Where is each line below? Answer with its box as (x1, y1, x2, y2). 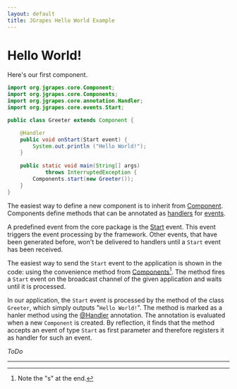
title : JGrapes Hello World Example (7, 17, 115, 24)
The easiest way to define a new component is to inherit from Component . (7, 201, 224, 210)
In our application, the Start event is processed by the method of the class (7, 296, 224, 304)
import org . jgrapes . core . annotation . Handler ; (7, 97, 143, 104)
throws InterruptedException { (44, 169, 138, 176)
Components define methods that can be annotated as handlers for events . (7, 209, 226, 217)
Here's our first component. (7, 71, 88, 79)
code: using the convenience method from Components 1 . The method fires (7, 266, 226, 276)
